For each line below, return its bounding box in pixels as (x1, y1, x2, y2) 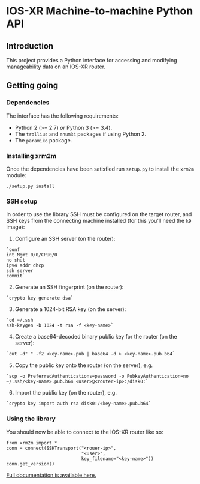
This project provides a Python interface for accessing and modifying (6, 57, 178, 64)
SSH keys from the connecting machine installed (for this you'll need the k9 (6, 217, 192, 225)
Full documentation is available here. (6, 471, 97, 479)
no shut (6, 257, 26, 264)
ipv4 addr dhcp (6, 262, 44, 268)
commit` (6, 273, 26, 279)
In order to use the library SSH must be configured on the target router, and (6, 211, 192, 218)
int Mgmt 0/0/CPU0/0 (6, 252, 58, 258)
